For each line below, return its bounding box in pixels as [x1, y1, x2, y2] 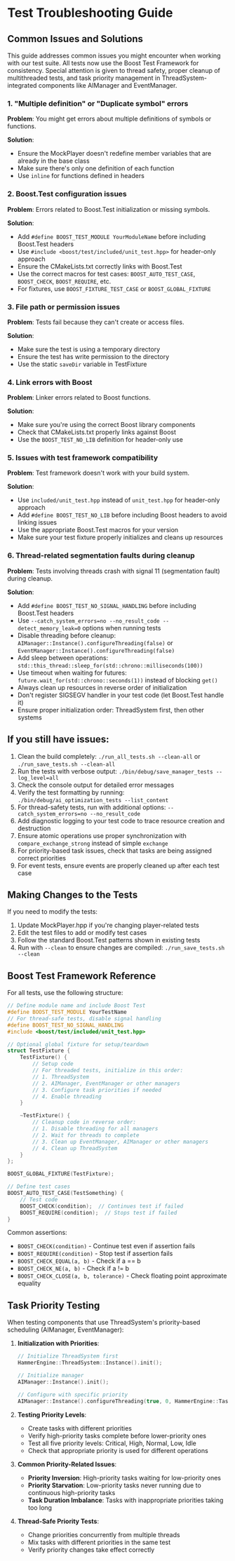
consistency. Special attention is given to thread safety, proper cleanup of [7, 67, 221, 74]
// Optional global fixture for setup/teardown [7, 1041, 149, 1048]
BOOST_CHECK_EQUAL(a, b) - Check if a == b [17, 1257, 142, 1265]
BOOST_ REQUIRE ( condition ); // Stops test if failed [20, 1209, 177, 1216]
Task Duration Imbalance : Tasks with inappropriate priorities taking [27, 1496, 224, 1504]
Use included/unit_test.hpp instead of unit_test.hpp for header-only [17, 496, 220, 504]
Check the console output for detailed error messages [17, 780, 175, 789]
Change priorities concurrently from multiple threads [27, 1530, 180, 1539]
